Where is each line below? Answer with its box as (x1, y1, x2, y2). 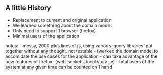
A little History (5, 4, 51, 12)
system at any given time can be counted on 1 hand (5, 64, 112, 70)
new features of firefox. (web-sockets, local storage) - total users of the (5, 58, 155, 64)
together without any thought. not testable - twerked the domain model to (5, 48, 158, 54)
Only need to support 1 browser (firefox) (12, 27, 96, 34)
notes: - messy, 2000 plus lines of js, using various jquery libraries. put (5, 42, 153, 49)
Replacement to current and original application (12, 17, 112, 23)
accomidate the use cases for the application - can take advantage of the (5, 53, 158, 59)
